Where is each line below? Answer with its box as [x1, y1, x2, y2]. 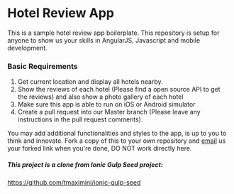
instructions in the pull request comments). [17, 115, 143, 124]
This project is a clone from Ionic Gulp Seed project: [7, 160, 163, 168]
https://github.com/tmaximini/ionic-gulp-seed [7, 178, 141, 187]
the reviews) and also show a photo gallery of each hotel [17, 92, 184, 101]
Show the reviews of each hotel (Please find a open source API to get [17, 85, 221, 94]
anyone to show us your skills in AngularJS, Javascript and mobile [7, 36, 201, 44]
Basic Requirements [7, 61, 78, 71]
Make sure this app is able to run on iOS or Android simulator [17, 100, 196, 109]
